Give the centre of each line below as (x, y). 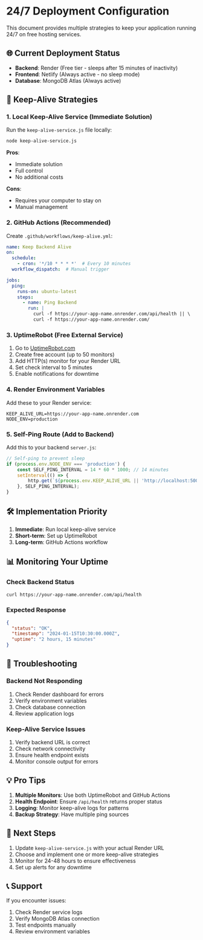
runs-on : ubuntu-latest (47, 291)
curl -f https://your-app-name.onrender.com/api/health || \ (111, 314)
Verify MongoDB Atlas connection (57, 919)
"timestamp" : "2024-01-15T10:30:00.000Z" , (66, 634)
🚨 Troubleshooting (42, 664)
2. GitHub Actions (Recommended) (59, 223)
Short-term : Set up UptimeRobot (56, 535)
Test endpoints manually (46, 925)
